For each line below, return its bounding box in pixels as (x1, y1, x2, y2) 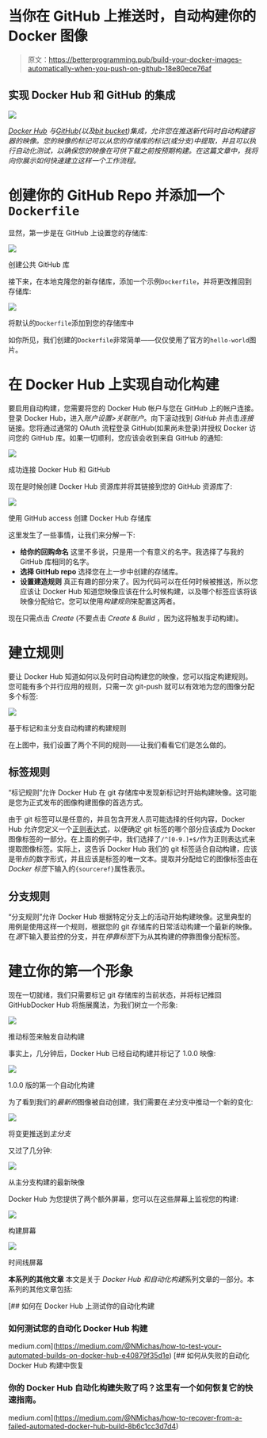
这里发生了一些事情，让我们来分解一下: (8, 530, 136, 540)
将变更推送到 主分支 (8, 1129, 71, 1139)
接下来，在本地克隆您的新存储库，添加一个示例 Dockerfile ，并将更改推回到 (8, 277, 252, 286)
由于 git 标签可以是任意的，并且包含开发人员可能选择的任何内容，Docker (8, 814, 246, 824)
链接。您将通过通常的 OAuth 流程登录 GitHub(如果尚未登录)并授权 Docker (8, 423, 247, 433)
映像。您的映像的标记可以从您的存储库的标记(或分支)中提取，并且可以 (21, 135, 250, 145)
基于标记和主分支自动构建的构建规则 (8, 723, 127, 733)
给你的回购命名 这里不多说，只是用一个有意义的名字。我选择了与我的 (19, 547, 244, 556)
